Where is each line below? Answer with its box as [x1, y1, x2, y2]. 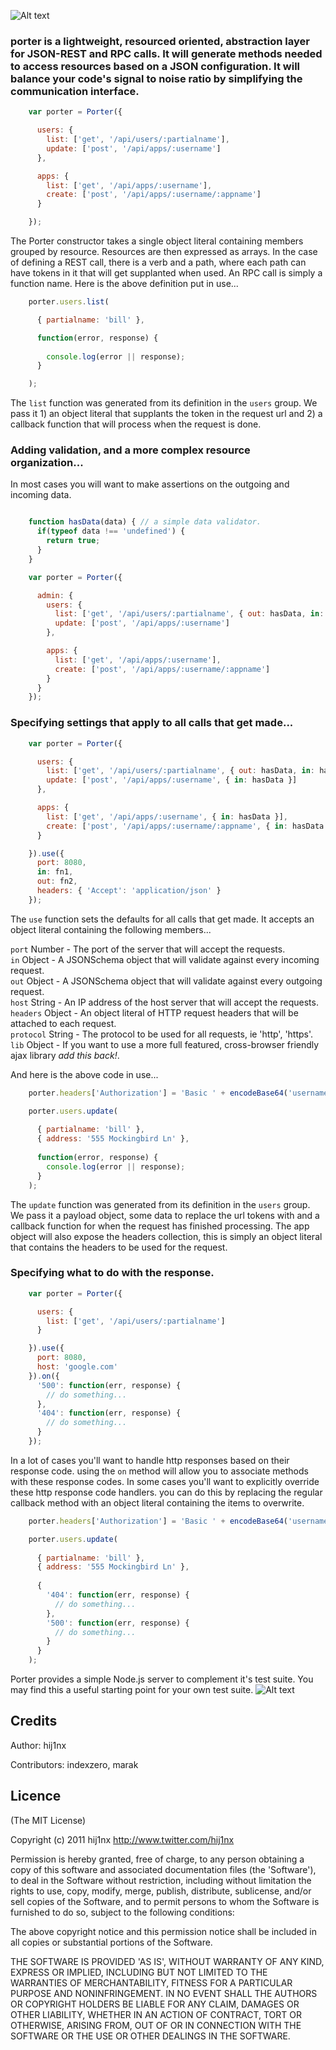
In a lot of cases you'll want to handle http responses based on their [10, 1454, 290, 1466]
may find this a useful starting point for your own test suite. [10, 1684, 254, 1696]
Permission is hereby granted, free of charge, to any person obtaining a [10, 1853, 305, 1865]
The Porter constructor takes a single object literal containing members [10, 235, 304, 247]
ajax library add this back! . [10, 1049, 120, 1061]
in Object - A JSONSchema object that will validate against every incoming [10, 953, 320, 965]
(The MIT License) [10, 1814, 87, 1826]
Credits [10, 1713, 58, 1730]
